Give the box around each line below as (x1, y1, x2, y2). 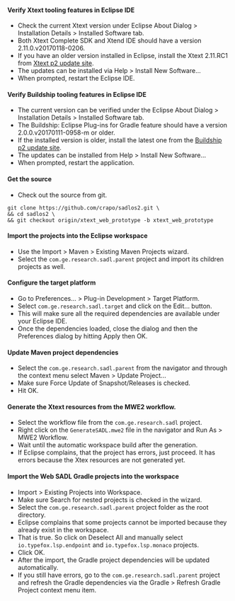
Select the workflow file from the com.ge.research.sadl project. (17, 418, 202, 427)
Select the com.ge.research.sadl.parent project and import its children (17, 255, 224, 263)
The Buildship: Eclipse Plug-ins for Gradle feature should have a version (17, 121, 228, 130)
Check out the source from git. (17, 190, 108, 199)
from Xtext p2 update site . (17, 59, 94, 67)
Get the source (7, 175, 52, 183)
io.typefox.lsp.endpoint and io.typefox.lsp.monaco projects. (17, 540, 200, 549)
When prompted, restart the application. (17, 159, 134, 167)
